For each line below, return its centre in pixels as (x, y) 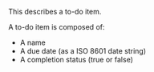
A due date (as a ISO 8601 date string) (83, 51)
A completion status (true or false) (77, 60)
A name (32, 42)
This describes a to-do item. (55, 12)
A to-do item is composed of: (57, 27)
